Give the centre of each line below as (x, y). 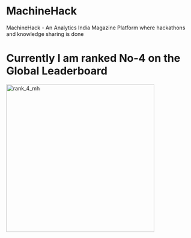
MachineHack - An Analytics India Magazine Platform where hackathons (96, 28)
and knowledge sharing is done (45, 34)
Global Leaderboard (57, 71)
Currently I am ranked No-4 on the (93, 58)
